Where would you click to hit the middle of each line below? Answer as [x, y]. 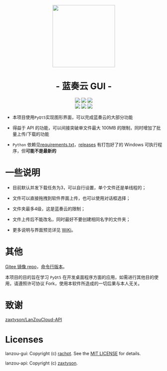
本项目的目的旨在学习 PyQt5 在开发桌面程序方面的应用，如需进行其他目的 [80, 277]
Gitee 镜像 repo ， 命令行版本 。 [36, 266]
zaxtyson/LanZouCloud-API [34, 319]
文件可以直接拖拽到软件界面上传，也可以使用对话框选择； [71, 198]
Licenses [24, 339]
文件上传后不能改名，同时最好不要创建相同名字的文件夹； [71, 219]
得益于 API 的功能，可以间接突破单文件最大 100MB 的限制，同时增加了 [84, 127]
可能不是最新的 [41, 151]
